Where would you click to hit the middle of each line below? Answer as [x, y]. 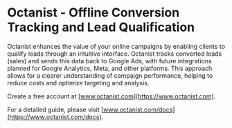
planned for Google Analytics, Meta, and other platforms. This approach [110, 68]
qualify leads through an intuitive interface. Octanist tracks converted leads [115, 54]
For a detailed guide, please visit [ [55, 109]
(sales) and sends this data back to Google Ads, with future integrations [110, 61]
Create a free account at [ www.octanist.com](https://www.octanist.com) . [111, 96]
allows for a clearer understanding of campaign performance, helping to [110, 75]
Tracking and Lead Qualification [101, 27]
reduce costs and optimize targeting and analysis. [78, 83]
